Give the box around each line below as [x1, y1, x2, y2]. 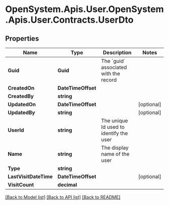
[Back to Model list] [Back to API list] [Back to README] [5, 194, 121, 200]
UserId [8, 127, 24, 134]
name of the [101, 151, 130, 157]
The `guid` [101, 58, 126, 64]
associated [101, 64, 127, 71]
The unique [101, 117, 128, 124]
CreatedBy [8, 93, 34, 99]
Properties [5, 34, 39, 43]
